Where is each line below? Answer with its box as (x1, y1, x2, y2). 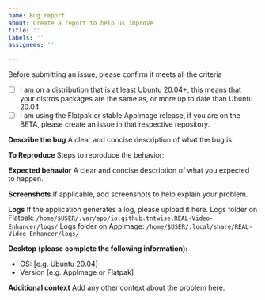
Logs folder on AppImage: (59, 222, 145, 231)
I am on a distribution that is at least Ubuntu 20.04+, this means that (19, 85, 241, 95)
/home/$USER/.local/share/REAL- (146, 223, 253, 231)
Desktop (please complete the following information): (8, 244, 188, 253)
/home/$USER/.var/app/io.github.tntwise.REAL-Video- (36, 215, 214, 222)
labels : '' (8, 33, 44, 42)
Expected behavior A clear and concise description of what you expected (8, 165, 250, 175)
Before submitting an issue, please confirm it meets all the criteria (8, 70, 222, 79)
